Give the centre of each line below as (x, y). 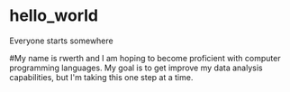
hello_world (54, 16)
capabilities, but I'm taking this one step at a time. (101, 77)
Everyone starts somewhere (62, 41)
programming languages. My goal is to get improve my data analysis (136, 68)
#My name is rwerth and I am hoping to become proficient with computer (145, 58)
